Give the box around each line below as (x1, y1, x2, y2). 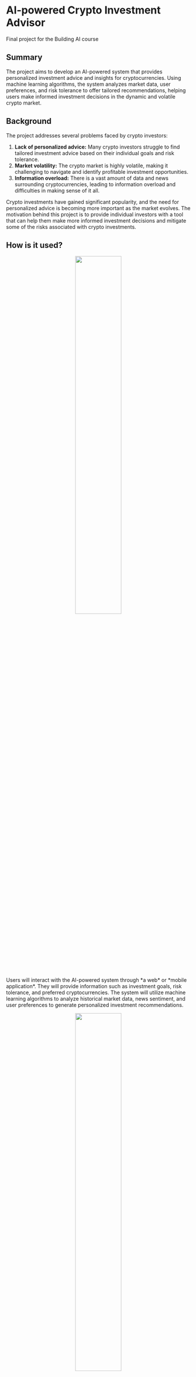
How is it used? (6, 240, 63, 250)
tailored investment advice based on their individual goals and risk (14, 149, 174, 156)
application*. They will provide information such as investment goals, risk (6, 983, 182, 990)
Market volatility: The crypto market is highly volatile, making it (14, 162, 169, 169)
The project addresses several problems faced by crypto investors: (6, 132, 168, 139)
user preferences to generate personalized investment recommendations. (6, 1002, 184, 1009)
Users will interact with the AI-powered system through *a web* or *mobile (6, 977, 187, 984)
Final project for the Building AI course (6, 35, 99, 42)
